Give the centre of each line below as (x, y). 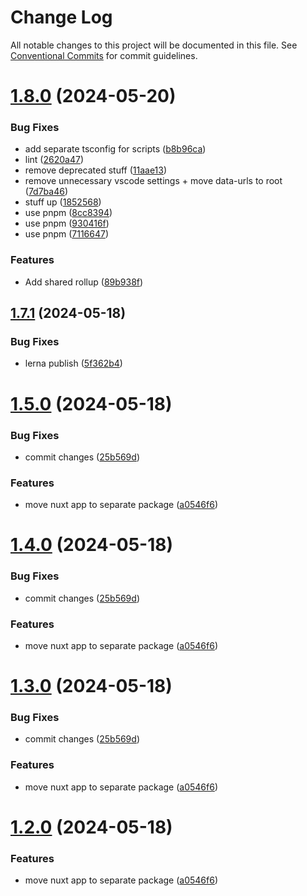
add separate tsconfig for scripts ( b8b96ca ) (115, 149)
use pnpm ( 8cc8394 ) (68, 213)
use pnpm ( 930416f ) (67, 223)
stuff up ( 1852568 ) (63, 202)
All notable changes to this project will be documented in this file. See (154, 45)
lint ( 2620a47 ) (54, 160)
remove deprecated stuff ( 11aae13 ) (96, 170)
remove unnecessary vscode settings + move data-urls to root (153, 181)
